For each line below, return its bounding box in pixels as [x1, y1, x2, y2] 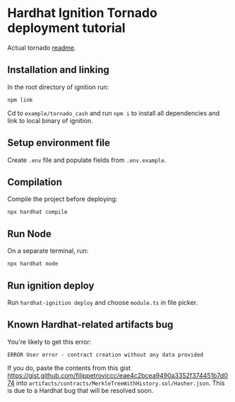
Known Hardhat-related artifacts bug [7, 318, 174, 331]
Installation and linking [7, 64, 109, 76]
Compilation [7, 176, 62, 188]
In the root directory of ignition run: [7, 83, 109, 91]
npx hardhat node [7, 260, 59, 268]
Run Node [7, 228, 52, 240]
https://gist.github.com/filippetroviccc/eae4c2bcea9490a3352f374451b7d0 [7, 371, 228, 379]
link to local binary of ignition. [7, 116, 93, 125]
